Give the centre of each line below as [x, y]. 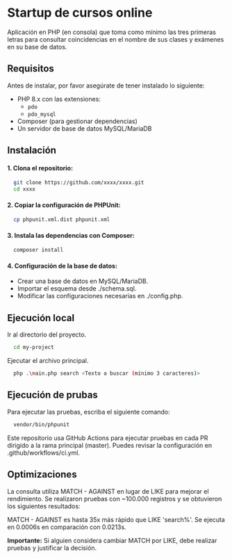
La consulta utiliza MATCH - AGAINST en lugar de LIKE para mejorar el [108, 491]
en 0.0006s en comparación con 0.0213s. [67, 527]
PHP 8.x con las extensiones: [59, 99]
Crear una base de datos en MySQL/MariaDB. [83, 281]
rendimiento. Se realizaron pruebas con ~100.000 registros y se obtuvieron [115, 499]
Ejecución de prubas [53, 395]
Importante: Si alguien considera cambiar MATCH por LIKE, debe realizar [112, 540]
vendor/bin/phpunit [42, 424]
